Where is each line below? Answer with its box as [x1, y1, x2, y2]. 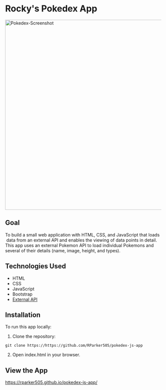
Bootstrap [12, 291, 33, 297]
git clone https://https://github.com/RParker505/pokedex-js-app [5, 343, 143, 348]
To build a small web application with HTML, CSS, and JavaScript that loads [5, 232, 160, 237]
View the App [5, 366, 48, 375]
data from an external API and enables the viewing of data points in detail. [6, 237, 157, 243]
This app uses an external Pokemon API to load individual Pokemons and [5, 242, 154, 248]
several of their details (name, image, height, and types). [5, 247, 120, 253]
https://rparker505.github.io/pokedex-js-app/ [5, 380, 98, 386]
